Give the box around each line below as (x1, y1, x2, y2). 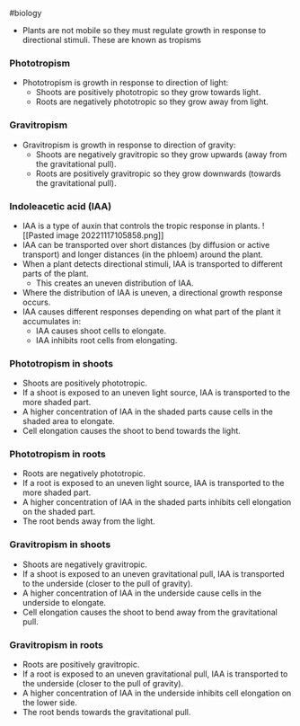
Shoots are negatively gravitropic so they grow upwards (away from (35, 148, 287, 160)
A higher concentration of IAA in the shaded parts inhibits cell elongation (22, 497, 292, 508)
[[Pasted (22, 229, 55, 241)
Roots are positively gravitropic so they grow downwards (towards (35, 168, 281, 179)
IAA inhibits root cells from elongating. (35, 334, 178, 345)
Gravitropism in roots (9, 638, 104, 651)
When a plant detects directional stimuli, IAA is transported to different (22, 258, 283, 269)
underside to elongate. (22, 597, 106, 607)
